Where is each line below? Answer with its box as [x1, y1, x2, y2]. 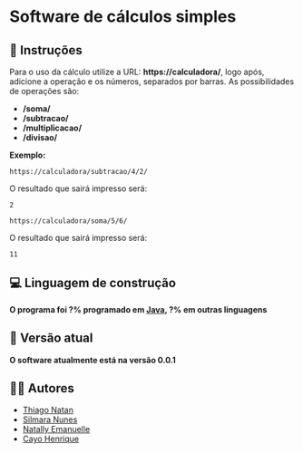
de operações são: [9, 86, 80, 96]
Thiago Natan [22, 405, 74, 416]
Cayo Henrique [22, 433, 80, 445]
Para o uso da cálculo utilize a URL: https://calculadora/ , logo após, [9, 66, 265, 77]
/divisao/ [22, 132, 58, 142]
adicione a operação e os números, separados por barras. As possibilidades [9, 76, 295, 87]
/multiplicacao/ [22, 122, 83, 133]
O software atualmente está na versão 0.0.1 [9, 354, 177, 365]
